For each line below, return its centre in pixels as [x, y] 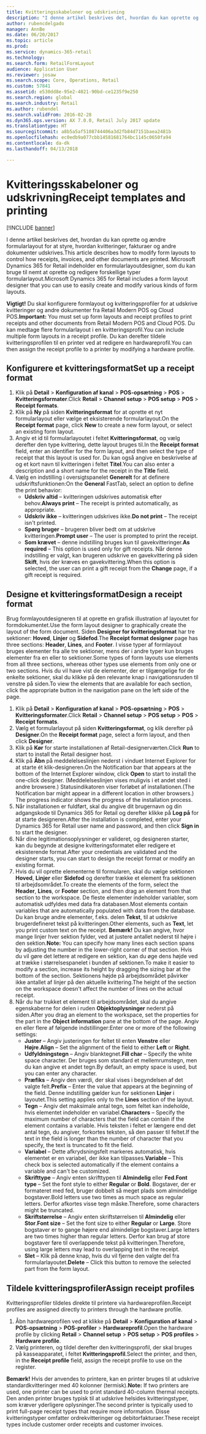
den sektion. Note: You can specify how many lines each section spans [105, 943]
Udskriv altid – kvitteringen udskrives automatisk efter [93, 497]
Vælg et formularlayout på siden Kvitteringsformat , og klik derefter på [104, 728]
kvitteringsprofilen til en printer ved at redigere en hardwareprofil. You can [99, 342]
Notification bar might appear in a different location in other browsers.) [105, 793]
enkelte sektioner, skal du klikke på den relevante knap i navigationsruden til [102, 677]
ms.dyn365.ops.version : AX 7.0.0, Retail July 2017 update [83, 120]
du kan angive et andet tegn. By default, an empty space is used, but [111, 1067]
